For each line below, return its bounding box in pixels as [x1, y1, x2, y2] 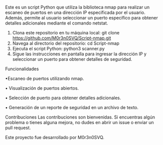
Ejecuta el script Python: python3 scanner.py [12, 46, 105, 51]
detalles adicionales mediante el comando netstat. [5, 20, 108, 26]
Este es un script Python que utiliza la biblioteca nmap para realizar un [5, 4, 150, 10]
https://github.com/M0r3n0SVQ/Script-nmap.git [12, 35, 111, 41]
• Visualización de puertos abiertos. [5, 85, 79, 91]
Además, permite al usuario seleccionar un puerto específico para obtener [5, 15, 158, 20]
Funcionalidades [5, 66, 39, 72]
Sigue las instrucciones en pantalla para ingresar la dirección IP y [12, 51, 147, 57]
